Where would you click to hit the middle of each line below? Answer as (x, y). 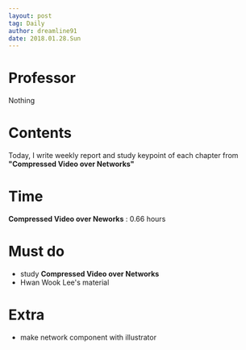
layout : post (30, 16)
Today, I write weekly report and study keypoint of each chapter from (123, 156)
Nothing (22, 101)
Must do (36, 252)
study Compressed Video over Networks (90, 274)
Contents (40, 133)
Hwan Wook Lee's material (65, 282)
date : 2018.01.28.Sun (45, 38)
